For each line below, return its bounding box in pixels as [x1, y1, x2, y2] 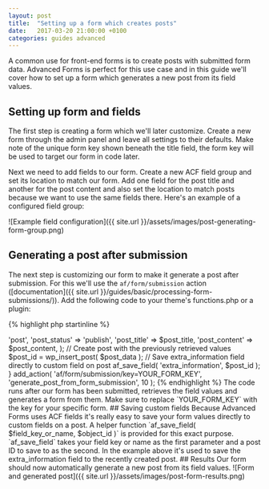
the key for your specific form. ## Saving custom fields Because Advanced [8, 402, 256, 413]
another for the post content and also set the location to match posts [8, 184, 235, 194]
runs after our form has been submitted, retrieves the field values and [8, 386, 238, 395]
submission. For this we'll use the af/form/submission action [8, 278, 207, 288]
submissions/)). [8, 295, 60, 305]
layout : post [8, 11, 52, 20]
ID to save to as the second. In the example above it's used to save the [8, 446, 242, 455]
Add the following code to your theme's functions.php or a [61, 295, 254, 305]
